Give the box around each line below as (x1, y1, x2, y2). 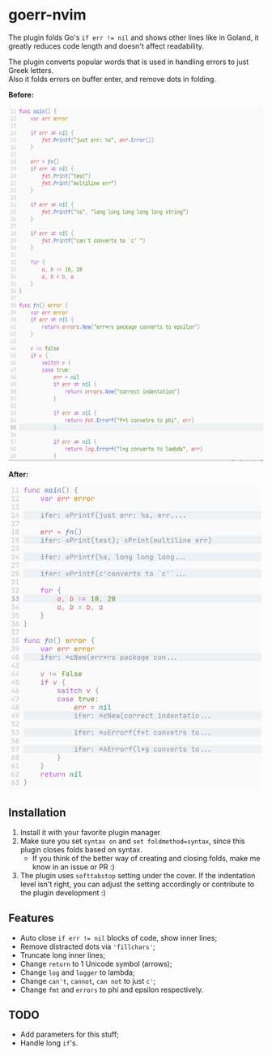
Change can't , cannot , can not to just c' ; (19, 976, 156, 985)
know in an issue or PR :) (32, 862, 115, 872)
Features (8, 912, 54, 925)
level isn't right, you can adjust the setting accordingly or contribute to (19, 879, 255, 889)
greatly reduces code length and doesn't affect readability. (8, 41, 205, 50)
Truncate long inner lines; (19, 950, 106, 959)
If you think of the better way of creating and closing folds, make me (32, 853, 261, 863)
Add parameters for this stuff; (19, 1029, 120, 1040)
